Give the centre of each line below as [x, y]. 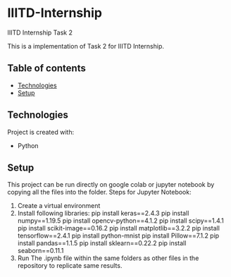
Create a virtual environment [59, 206]
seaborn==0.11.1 [40, 251]
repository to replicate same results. [70, 266]
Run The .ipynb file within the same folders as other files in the [108, 258]
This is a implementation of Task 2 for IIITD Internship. [86, 46]
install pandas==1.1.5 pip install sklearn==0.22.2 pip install [102, 243]
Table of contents [46, 68]
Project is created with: [41, 132]
